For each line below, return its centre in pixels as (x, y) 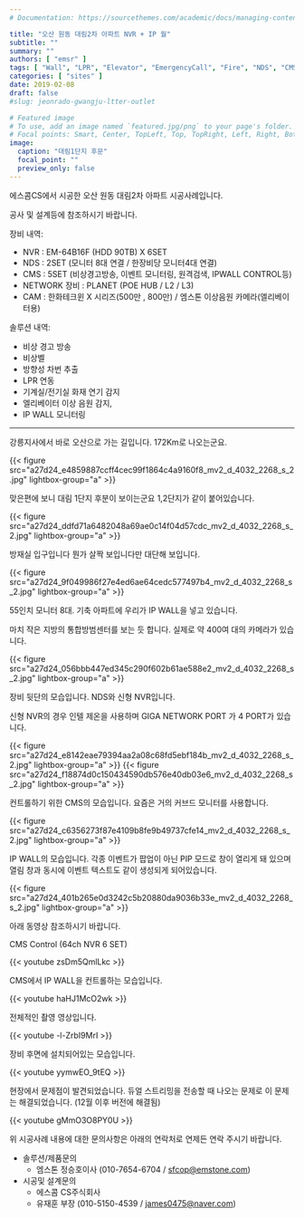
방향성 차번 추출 (50, 369)
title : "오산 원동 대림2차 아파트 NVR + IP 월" (90, 34)
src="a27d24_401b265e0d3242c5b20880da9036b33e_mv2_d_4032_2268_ (151, 897)
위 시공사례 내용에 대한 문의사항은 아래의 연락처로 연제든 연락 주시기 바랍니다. (146, 1138)
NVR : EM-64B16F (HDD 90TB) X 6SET (95, 252)
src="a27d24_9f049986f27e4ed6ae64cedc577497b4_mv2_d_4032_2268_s (151, 581)
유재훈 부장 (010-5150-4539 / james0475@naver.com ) (136, 1203)
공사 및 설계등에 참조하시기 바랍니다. (73, 215)
